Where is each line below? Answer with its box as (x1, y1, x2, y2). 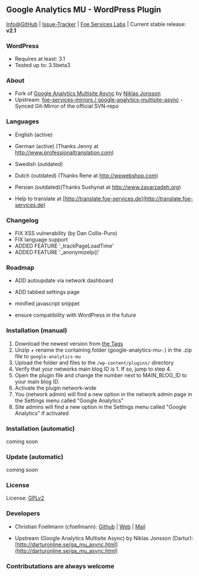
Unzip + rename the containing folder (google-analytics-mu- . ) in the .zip (14, 346, 192, 353)
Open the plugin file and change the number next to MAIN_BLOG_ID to (14, 371, 187, 378)
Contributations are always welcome (6, 562, 115, 570)
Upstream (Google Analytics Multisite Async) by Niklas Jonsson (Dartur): (14, 534, 194, 541)
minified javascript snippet (14, 300, 80, 307)
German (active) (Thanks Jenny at (14, 142, 99, 149)
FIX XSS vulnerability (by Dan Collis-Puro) (14, 230, 118, 237)
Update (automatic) (6, 452, 64, 461)
